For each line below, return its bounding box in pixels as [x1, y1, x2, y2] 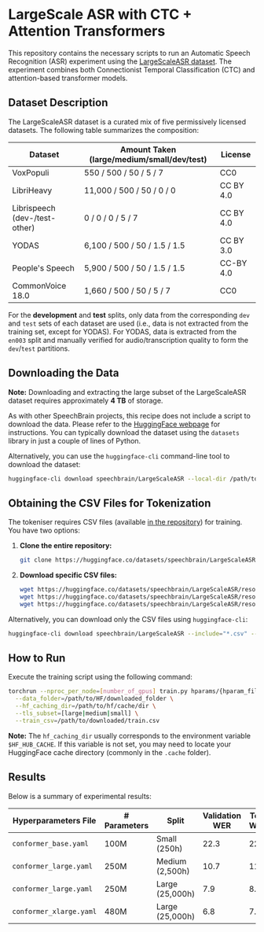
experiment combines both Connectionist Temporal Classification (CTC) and [8, 64, 255, 74]
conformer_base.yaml [12, 839, 89, 848]
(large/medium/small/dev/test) [89, 153, 207, 164]
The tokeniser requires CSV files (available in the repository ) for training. [8, 518, 243, 527]
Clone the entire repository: [19, 541, 112, 551]
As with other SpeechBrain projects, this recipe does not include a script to [8, 411, 251, 420]
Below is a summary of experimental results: [8, 791, 152, 801]
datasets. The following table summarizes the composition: [8, 125, 199, 134]
